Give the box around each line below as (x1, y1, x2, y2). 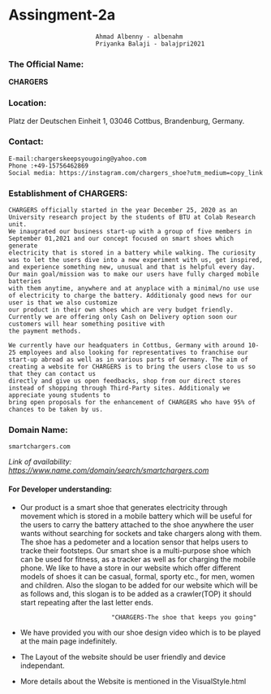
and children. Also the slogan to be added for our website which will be (19, 580, 258, 590)
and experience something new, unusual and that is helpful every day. (8, 263, 256, 272)
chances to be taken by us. (8, 405, 104, 414)
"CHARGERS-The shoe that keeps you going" (110, 613, 257, 622)
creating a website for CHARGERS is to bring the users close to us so (8, 363, 256, 371)
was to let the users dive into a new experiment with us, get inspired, (8, 256, 264, 264)
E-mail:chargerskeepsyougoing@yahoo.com (8, 155, 148, 163)
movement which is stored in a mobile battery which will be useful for (19, 511, 253, 521)
